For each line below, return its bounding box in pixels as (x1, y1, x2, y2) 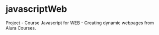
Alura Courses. (5, 25, 36, 31)
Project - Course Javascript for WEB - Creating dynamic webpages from (5, 20, 155, 26)
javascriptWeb (5, 3, 68, 15)
